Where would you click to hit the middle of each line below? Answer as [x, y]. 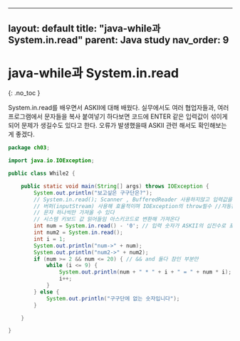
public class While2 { [42, 174]
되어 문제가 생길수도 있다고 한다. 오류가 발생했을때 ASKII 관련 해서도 [102, 126]
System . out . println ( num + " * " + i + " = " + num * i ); [145, 272]
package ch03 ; [29, 148]
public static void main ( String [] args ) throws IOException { [115, 186]
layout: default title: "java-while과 [84, 29]
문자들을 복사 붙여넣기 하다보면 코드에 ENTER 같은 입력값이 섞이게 [136, 117]
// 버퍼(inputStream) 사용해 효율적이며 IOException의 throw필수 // [127, 206]
